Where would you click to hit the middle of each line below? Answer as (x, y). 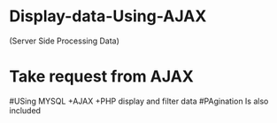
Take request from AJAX (102, 77)
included (25, 110)
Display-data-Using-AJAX (108, 16)
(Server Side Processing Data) (64, 41)
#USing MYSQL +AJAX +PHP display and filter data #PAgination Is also (139, 101)
